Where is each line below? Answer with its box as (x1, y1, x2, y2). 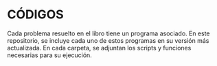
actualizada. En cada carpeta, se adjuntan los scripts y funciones (7, 44, 192, 52)
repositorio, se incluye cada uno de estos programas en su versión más (7, 36, 209, 44)
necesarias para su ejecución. (7, 51, 93, 59)
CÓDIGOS (7, 7, 64, 22)
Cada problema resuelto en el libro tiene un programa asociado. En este (7, 29, 211, 37)
